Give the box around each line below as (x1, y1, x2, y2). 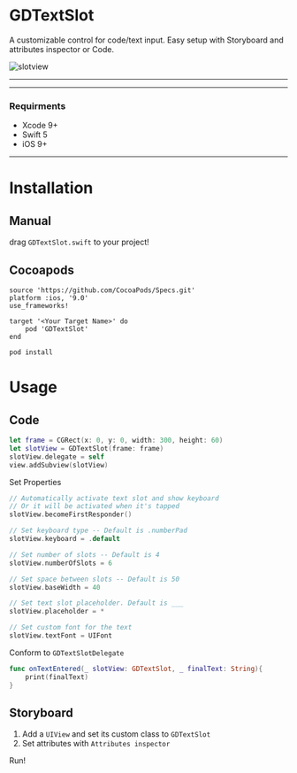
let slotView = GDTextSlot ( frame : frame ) (9, 444, 164, 452)
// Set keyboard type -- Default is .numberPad (9, 526, 188, 536)
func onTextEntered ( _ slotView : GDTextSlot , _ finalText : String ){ (9, 664, 263, 673)
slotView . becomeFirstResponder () (9, 510, 133, 519)
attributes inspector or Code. (9, 43, 115, 54)
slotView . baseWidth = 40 (9, 583, 101, 591)
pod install (9, 348, 53, 357)
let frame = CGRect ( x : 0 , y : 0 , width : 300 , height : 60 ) (9, 436, 224, 445)
